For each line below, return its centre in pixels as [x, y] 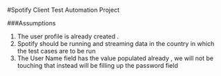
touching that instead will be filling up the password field [97, 65]
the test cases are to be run [56, 51]
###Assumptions [32, 23]
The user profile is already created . [68, 36]
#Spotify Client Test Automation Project [63, 10]
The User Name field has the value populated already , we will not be [115, 58]
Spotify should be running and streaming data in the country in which [116, 43]
